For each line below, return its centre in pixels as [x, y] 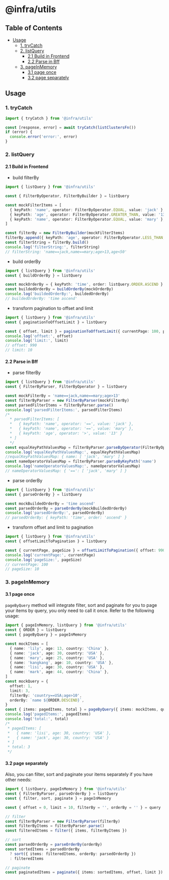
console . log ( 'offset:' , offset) [39, 336]
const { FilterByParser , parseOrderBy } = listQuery [62, 794]
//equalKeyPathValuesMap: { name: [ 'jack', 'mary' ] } [65, 457]
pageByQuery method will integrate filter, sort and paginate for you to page [81, 605]
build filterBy [26, 178]
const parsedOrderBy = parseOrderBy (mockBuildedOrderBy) [66, 508]
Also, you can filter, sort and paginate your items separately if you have [79, 774]
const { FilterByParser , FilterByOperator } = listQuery [66, 387]
